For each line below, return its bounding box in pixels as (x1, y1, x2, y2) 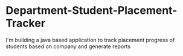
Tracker (5, 16, 46, 30)
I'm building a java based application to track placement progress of (5, 36, 175, 43)
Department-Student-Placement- (5, 4, 178, 17)
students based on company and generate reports (5, 43, 131, 50)
